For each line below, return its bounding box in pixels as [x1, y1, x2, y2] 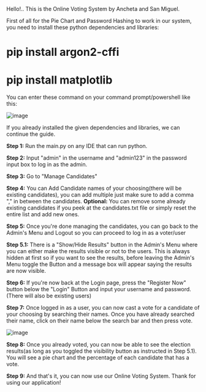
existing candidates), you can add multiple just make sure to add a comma [6, 191, 194, 198]
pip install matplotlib [6, 73, 113, 87]
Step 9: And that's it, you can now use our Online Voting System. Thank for [6, 372, 196, 380]
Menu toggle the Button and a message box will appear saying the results [6, 261, 192, 268]
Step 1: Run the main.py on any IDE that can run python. [6, 143, 148, 150]
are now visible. [6, 267, 47, 275]
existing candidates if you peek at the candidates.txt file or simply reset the [6, 204, 196, 211]
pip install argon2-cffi [6, 45, 120, 59]
